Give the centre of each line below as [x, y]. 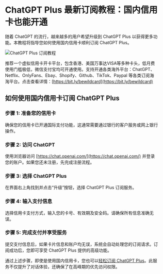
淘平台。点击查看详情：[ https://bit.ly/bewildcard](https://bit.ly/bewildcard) [79, 81]
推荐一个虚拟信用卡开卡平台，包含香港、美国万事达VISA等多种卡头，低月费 [80, 63]
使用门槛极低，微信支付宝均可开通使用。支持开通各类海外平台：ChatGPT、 [80, 69]
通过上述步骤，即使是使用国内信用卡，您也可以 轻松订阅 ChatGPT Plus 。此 [79, 260]
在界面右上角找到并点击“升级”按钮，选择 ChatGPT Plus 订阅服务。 [71, 188]
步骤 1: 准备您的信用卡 [31, 113]
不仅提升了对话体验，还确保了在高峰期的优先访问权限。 [64, 266]
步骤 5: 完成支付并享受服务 [36, 233]
